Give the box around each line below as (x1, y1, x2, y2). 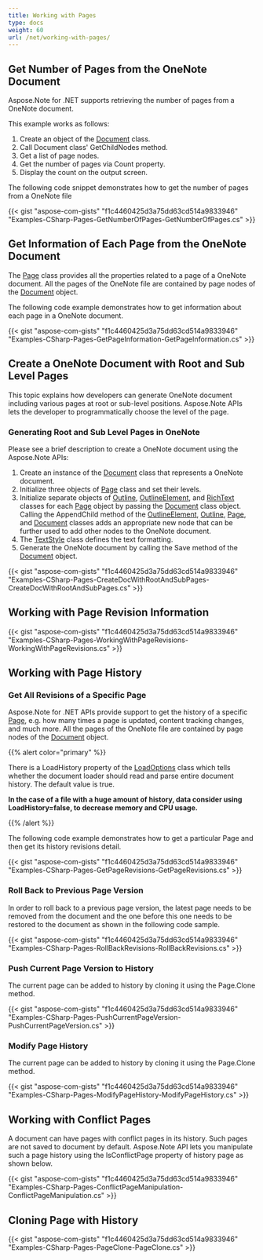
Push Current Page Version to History (8, 962, 155, 973)
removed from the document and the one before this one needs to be (8, 911, 232, 921)
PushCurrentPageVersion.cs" (8, 1021, 103, 1031)
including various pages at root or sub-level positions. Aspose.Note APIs (8, 398, 243, 408)
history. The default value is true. (8, 780, 115, 789)
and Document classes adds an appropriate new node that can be (19, 517, 233, 527)
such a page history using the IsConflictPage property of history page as (8, 1151, 244, 1160)
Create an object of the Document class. (19, 134, 151, 144)
